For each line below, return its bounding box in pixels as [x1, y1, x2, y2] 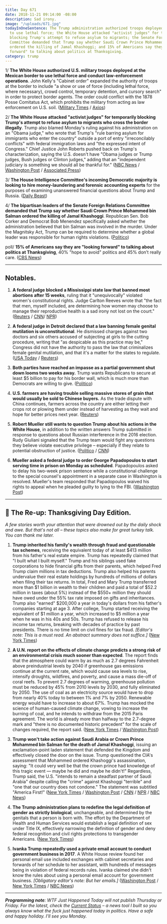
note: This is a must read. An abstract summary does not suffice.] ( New [12, 632, 160, 638]
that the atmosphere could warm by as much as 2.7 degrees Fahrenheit [12, 657, 159, 663]
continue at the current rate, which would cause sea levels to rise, [12, 668, 148, 674]
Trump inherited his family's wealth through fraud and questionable [12, 542, 156, 548]
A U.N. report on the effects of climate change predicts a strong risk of [12, 647, 161, 653]
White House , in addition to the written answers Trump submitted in [12, 426, 152, 432]
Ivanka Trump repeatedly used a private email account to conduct [12, 846, 152, 852]
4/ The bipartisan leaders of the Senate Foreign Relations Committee [5, 203, 150, 209]
